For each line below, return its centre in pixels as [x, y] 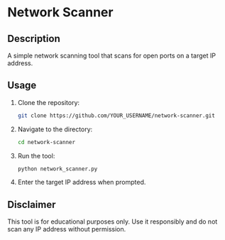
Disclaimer [32, 204]
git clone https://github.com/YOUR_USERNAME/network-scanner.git [116, 115]
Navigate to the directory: [55, 129]
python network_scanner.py [57, 169]
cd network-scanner [46, 142]
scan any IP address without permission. [67, 229]
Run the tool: [36, 156]
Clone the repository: [49, 102]
